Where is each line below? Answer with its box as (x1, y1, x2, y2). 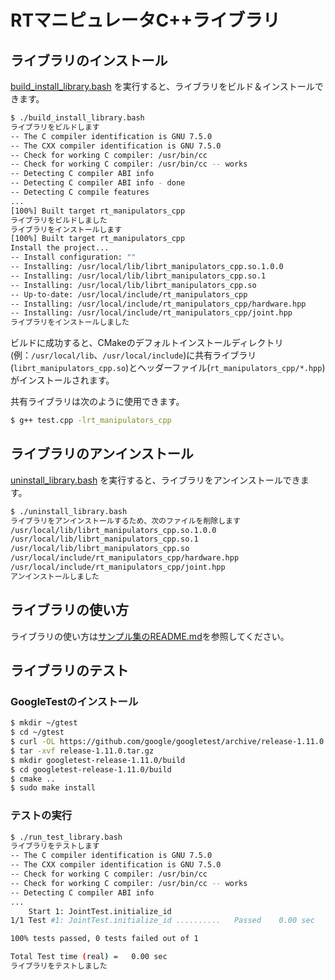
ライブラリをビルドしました (10, 215, 108, 225)
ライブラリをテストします (10, 841, 100, 851)
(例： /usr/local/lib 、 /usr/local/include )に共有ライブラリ (10, 349, 257, 361)
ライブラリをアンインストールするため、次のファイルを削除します (10, 516, 241, 526)
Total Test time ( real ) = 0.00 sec (10, 952, 168, 962)
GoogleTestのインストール (10, 694, 139, 708)
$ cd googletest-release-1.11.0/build (10, 764, 172, 775)
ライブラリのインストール (10, 52, 168, 69)
